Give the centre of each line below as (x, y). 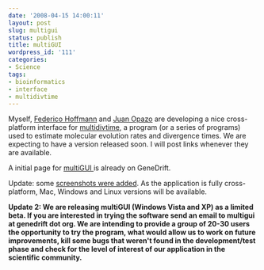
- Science (25, 67)
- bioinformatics (37, 82)
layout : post (30, 23)
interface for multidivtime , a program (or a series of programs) (139, 127)
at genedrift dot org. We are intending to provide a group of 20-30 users (129, 224)
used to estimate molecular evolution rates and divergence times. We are (127, 136)
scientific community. (45, 257)
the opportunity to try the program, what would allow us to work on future (132, 232)
